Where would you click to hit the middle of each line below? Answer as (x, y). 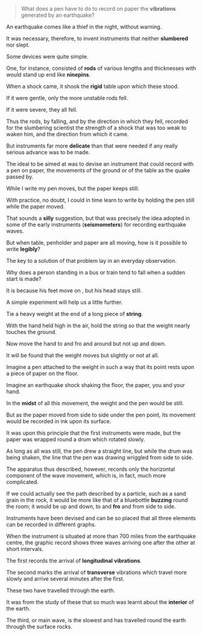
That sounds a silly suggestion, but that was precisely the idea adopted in (98, 218)
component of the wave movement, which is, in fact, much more (86, 475)
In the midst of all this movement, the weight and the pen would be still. (95, 403)
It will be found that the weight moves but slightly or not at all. (83, 355)
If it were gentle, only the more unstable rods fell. (67, 98)
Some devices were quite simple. (47, 56)
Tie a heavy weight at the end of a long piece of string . (75, 314)
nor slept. (18, 45)
